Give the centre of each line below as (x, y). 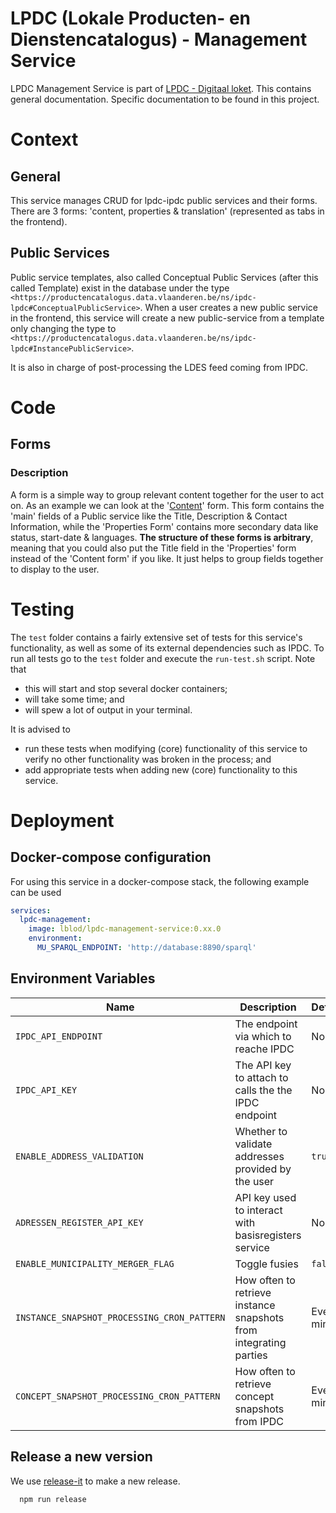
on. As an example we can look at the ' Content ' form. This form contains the (167, 505)
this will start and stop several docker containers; (126, 688)
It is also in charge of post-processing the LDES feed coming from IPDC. (159, 367)
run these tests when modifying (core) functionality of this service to (166, 748)
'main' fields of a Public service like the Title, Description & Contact (149, 516)
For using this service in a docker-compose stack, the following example (160, 881)
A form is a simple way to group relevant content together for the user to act (167, 494)
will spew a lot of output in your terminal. (108, 709)
